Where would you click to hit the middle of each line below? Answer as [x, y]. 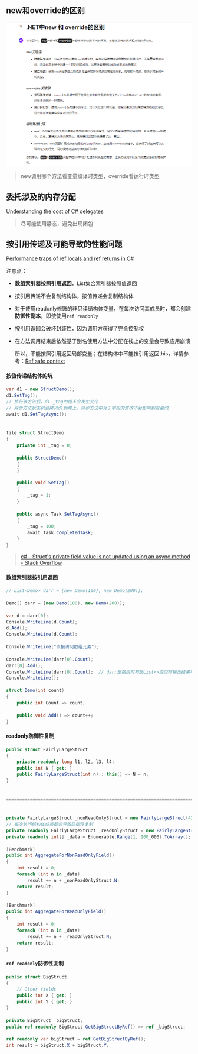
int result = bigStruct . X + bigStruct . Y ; [58, 1046]
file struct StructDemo [35, 433]
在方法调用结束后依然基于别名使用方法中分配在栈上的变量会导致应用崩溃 [102, 341]
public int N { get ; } [44, 768]
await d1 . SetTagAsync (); [37, 414]
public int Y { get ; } [44, 1002]
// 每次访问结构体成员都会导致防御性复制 [49, 825]
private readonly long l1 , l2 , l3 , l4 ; [66, 762]
